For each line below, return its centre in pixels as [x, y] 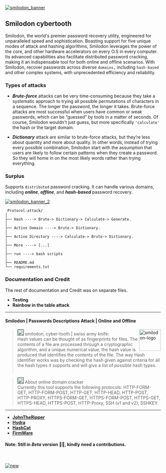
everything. [24, 164]
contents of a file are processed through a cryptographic [75, 344]
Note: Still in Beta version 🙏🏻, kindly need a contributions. [66, 444]
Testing [20, 300]
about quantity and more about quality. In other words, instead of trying [85, 142]
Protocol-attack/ [25, 211]
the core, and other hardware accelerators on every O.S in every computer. [82, 51]
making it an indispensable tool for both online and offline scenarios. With [80, 62]
